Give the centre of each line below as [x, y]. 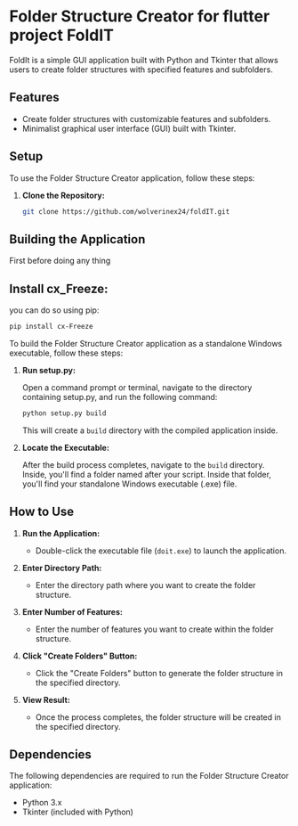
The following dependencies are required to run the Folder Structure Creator [149, 776]
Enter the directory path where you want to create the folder [145, 585]
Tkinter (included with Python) [77, 812]
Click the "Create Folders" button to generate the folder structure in [159, 673]
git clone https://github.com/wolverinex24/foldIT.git [126, 211]
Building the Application [77, 239]
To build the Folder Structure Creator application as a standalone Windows [146, 343]
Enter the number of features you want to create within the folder [154, 629]
